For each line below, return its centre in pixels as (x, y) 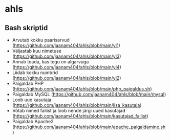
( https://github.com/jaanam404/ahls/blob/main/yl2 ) (67, 78)
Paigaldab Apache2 (33, 121)
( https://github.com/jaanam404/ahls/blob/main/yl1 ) (66, 45)
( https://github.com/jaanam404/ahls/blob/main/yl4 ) (67, 67)
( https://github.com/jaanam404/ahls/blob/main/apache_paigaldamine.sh (89, 127)
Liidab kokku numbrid (35, 73)
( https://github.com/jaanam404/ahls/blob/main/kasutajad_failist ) (80, 116)
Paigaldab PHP (28, 83)
